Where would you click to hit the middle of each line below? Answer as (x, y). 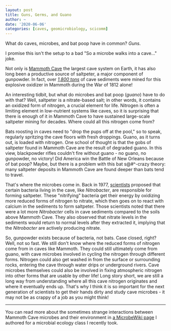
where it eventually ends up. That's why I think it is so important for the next (85, 287)
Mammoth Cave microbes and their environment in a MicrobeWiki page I (81, 318)
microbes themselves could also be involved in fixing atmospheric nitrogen (84, 270)
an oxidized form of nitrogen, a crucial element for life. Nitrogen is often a (82, 105)
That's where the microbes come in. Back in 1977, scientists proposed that (83, 185)
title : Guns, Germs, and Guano (38, 15)
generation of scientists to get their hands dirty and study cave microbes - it (85, 292)
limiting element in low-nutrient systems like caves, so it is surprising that (82, 111)
